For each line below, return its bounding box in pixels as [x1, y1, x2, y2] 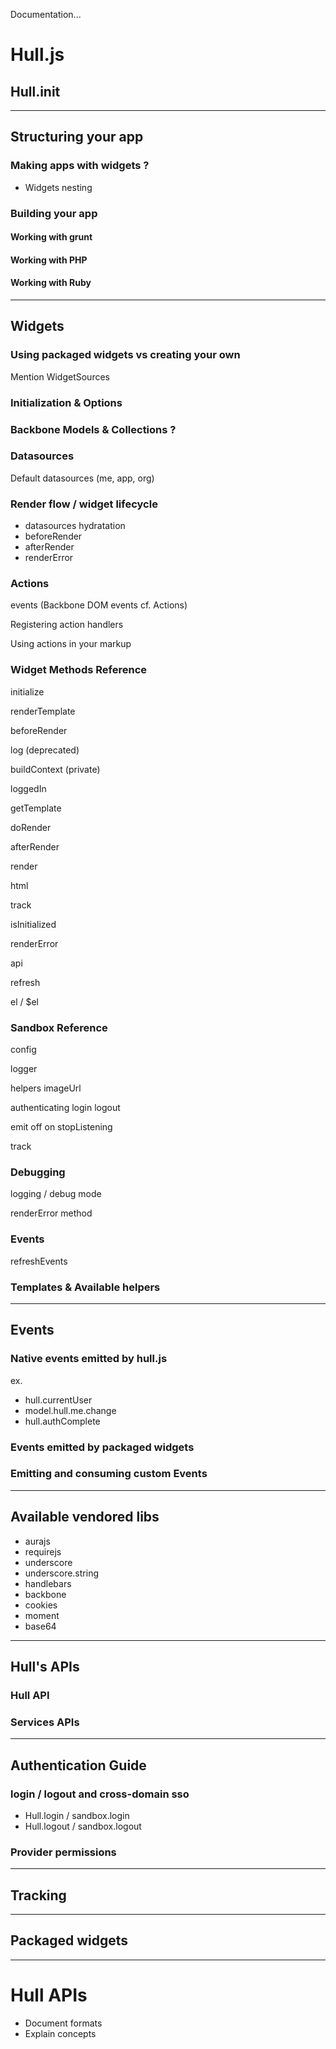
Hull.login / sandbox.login [24, 1809, 130, 1821]
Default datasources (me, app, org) [10, 472, 155, 484]
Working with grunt [10, 231, 93, 243]
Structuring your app [10, 129, 144, 146]
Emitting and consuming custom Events [10, 1467, 208, 1481]
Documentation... [10, 9, 82, 20]
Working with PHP [10, 254, 88, 266]
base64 [24, 1620, 57, 1632]
